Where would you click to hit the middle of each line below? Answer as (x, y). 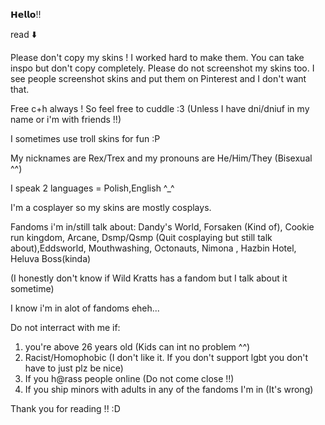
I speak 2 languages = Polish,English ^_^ (92, 188)
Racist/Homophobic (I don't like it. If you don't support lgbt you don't (166, 357)
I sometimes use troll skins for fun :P (85, 138)
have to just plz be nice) (74, 368)
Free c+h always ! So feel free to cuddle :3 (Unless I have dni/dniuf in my (160, 108)
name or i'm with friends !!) (66, 119)
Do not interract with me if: (65, 327)
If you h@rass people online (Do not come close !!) (129, 378)
